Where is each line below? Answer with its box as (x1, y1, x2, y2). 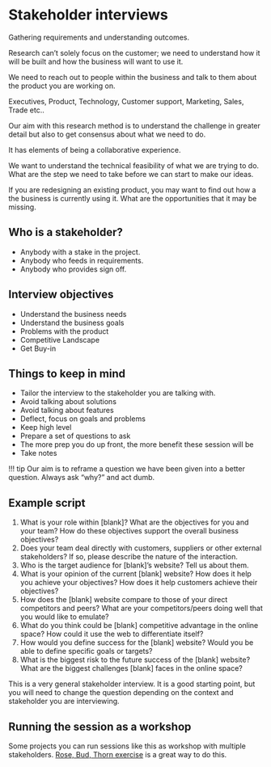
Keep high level (19, 423, 72, 432)
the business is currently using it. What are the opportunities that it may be (8, 193, 257, 203)
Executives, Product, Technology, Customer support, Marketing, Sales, (8, 96, 244, 106)
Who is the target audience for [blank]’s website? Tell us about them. (19, 560, 249, 571)
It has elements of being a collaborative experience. (8, 145, 181, 154)
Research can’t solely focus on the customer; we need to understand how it (8, 48, 260, 57)
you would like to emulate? (19, 612, 109, 622)
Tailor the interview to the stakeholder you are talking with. (19, 388, 216, 398)
